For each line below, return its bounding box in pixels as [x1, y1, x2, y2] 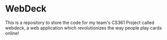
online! [5, 30, 19, 36]
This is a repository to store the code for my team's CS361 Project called [5, 19, 154, 25]
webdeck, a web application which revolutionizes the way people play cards [5, 24, 162, 30]
